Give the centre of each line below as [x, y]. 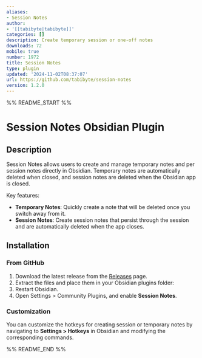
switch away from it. [40, 214]
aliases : [17, 12]
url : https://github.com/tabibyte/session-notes [69, 80]
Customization [29, 311]
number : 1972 [23, 57]
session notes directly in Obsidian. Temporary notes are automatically [93, 170]
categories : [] [25, 35]
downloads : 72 [24, 46]
